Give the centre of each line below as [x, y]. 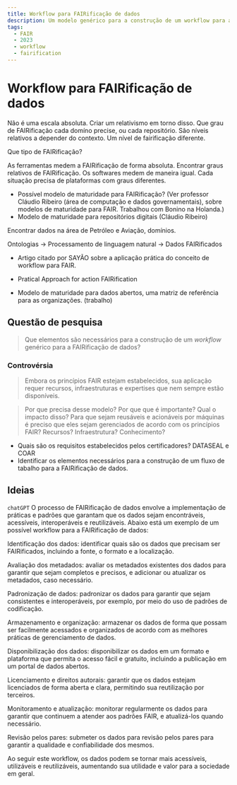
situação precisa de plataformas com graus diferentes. [87, 180]
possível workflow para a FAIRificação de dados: [78, 530]
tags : [15, 27]
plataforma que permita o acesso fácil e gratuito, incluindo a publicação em [117, 658]
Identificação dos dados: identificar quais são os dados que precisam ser [114, 543]
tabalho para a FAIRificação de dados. [73, 468]
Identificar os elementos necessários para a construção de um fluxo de [121, 460]
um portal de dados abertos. [49, 666]
